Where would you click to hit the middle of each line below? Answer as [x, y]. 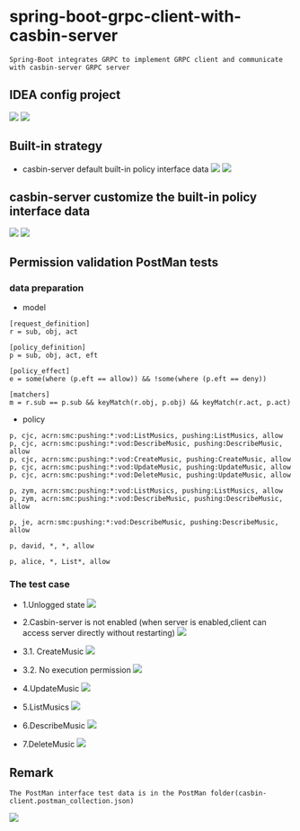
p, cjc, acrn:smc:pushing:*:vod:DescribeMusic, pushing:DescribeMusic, [146, 444]
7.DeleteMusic [49, 745]
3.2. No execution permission [77, 670]
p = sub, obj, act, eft [54, 356]
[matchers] [30, 395]
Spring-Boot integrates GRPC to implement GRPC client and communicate [146, 59]
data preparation [47, 288]
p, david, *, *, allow [52, 546]
